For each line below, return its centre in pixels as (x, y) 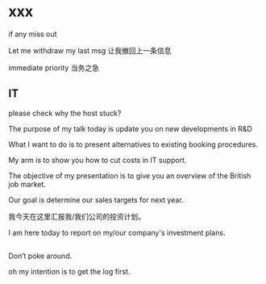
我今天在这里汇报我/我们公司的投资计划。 (77, 216)
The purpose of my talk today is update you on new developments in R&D (130, 128)
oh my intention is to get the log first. (69, 272)
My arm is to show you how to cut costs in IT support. (98, 160)
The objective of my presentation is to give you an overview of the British (130, 175)
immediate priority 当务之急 (54, 68)
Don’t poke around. (40, 256)
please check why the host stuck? (65, 113)
